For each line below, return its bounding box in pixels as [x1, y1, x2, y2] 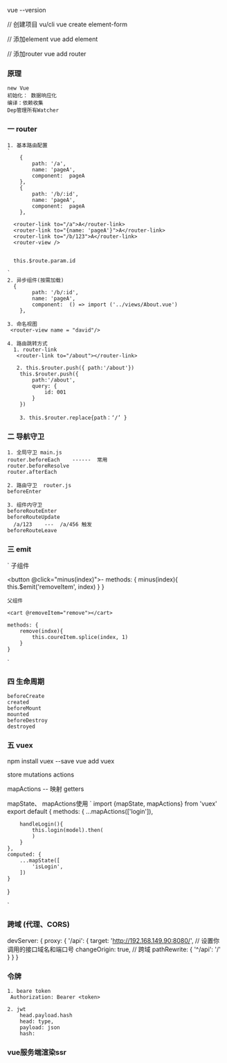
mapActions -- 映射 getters [7, 784, 84, 793]
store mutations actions [7, 770, 75, 779]
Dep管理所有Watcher [7, 107, 60, 114]
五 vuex [7, 740, 33, 750]
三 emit [7, 544, 32, 554]
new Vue [7, 85, 30, 92]
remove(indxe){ [19, 628, 64, 635]
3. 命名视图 [7, 321, 38, 328]
